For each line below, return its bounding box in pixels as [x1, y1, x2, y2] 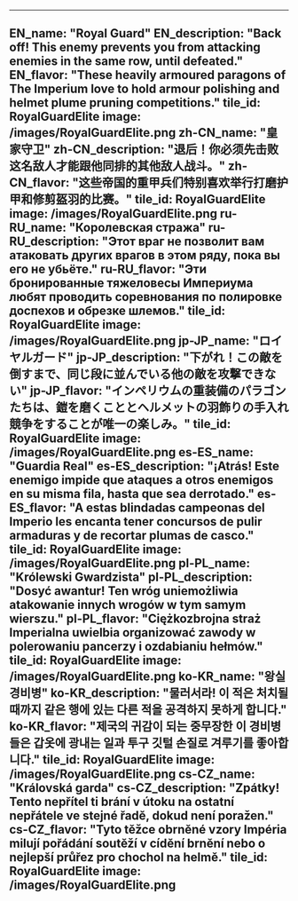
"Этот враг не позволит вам [101, 234, 264, 249]
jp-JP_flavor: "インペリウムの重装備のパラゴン [29, 383, 286, 399]
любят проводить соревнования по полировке [9, 289, 282, 304]
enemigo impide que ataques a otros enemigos [9, 472, 274, 488]
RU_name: [9, 220, 67, 235]
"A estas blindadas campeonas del [69, 501, 265, 516]
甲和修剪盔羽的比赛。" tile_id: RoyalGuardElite [9, 192, 266, 207]
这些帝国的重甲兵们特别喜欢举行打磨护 [78, 175, 289, 191]
